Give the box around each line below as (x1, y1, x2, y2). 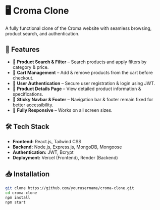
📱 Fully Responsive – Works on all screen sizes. (12, 107, 113, 113)
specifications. (12, 91, 43, 97)
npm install (5, 195, 30, 200)
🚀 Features (5, 45, 40, 54)
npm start (5, 200, 26, 205)
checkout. (12, 75, 34, 81)
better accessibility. (12, 102, 54, 108)
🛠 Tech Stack (5, 122, 49, 131)
